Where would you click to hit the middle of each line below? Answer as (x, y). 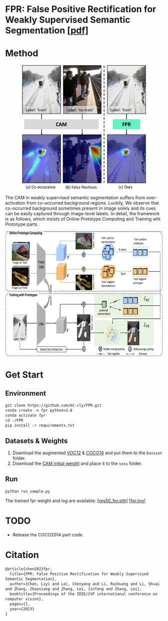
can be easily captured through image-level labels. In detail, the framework (82, 214)
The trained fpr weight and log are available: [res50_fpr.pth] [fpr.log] (75, 500)
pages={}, (20, 604)
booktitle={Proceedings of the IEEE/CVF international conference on (83, 594)
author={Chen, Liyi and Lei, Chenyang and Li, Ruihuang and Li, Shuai (85, 584)
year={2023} (22, 609)
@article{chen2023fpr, (29, 569)
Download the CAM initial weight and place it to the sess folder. (77, 463)
